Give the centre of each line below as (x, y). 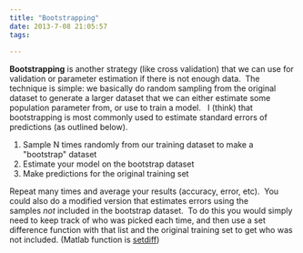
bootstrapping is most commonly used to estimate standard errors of (139, 117)
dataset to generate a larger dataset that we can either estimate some (140, 98)
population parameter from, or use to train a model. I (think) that (131, 108)
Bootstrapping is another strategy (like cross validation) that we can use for (151, 69)
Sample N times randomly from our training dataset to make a (138, 145)
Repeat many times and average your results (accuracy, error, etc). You (144, 191)
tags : (20, 35)
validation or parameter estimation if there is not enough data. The (135, 79)
